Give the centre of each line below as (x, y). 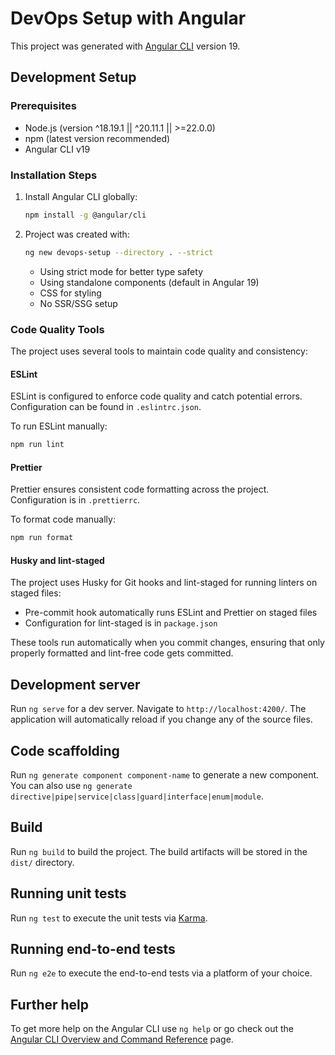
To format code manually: (63, 519)
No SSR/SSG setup (78, 303)
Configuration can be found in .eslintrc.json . (106, 407)
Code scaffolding (65, 750)
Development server (75, 684)
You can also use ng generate (71, 785)
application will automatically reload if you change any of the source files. (161, 719)
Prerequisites (43, 106)
